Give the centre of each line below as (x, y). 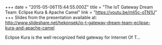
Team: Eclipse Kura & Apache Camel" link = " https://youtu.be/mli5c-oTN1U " (81, 12)
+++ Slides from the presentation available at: (51, 17)
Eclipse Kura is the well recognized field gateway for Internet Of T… (73, 37)
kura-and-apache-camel (30, 28)
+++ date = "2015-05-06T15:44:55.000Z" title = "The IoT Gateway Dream (79, 7)
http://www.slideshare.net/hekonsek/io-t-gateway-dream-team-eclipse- (78, 22)
